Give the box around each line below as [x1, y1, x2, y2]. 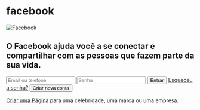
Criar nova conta [32, 85, 70, 91]
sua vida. [6, 60, 41, 70]
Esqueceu [168, 76, 193, 83]
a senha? [6, 84, 29, 91]
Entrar [150, 77, 164, 83]
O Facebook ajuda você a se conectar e [6, 41, 155, 51]
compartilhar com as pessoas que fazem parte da [6, 51, 195, 61]
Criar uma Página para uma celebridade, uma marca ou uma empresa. [6, 97, 179, 104]
